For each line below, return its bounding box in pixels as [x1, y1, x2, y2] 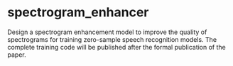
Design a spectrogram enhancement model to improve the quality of [7, 28, 207, 36]
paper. [7, 50, 26, 59]
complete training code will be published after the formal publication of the [7, 43, 226, 51]
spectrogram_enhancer [7, 4, 149, 21]
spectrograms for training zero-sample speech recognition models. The [7, 35, 217, 43]
